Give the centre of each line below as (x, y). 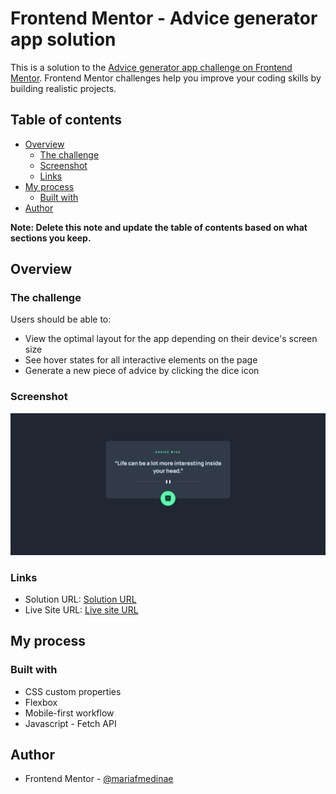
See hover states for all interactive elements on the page (141, 360)
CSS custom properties (73, 691)
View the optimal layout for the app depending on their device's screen (171, 339)
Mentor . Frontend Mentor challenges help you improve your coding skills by (166, 78)
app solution (63, 39)
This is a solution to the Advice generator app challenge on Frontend (151, 67)
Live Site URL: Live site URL (81, 609)
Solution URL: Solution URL (80, 599)
